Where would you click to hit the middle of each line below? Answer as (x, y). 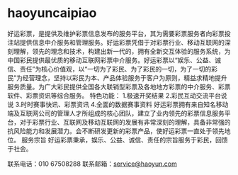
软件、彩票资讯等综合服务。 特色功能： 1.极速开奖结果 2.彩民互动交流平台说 (118, 95)
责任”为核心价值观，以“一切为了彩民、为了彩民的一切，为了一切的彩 (119, 69)
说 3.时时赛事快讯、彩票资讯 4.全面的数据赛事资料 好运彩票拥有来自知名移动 (118, 104)
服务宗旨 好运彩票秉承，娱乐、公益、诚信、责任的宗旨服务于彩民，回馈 (124, 140)
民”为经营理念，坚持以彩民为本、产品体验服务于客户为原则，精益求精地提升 (118, 78)
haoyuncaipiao (52, 13)
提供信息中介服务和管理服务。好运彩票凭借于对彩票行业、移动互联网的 (122, 42)
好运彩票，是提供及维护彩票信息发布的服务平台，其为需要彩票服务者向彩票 (116, 33)
